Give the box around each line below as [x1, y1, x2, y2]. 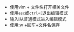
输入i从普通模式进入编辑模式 [9, 16, 67, 21]
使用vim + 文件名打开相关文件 [9, 4, 70, 10]
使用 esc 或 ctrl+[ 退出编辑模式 [9, 10, 68, 16]
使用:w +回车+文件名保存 [9, 22, 60, 28]
